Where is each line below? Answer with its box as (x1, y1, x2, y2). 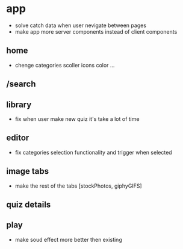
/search (6, 79, 36, 89)
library (6, 99, 32, 109)
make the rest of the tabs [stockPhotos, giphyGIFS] (14, 182, 143, 189)
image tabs (6, 166, 49, 176)
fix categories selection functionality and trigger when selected (14, 149, 173, 156)
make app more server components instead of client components (14, 28, 178, 35)
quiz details (6, 199, 51, 209)
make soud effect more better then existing (14, 236, 122, 243)
